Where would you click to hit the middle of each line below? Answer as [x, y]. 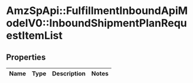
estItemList [35, 36]
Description [69, 73]
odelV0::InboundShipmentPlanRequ [97, 23]
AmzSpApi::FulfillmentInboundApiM [97, 11]
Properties [26, 57]
